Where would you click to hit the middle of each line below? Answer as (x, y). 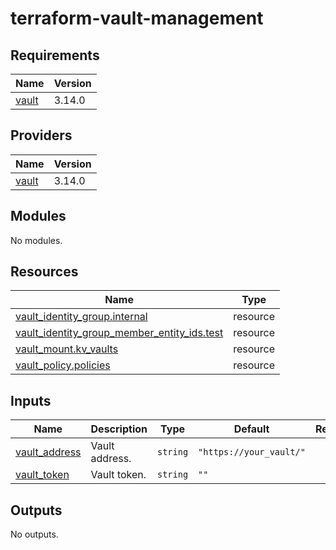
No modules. (36, 240)
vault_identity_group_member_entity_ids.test (119, 333)
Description (119, 429)
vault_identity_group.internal (81, 317)
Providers (41, 135)
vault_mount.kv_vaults (67, 349)
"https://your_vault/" (252, 452)
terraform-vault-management (137, 18)
